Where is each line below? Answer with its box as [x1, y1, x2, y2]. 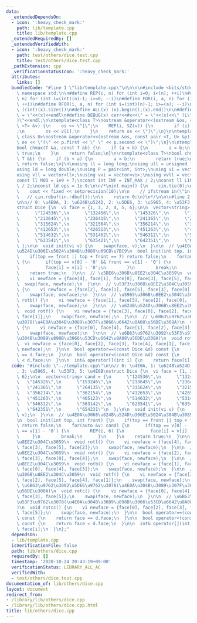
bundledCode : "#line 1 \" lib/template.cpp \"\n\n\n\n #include [11, 85, 164, 91]
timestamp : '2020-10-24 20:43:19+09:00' [11, 559, 111, 565]
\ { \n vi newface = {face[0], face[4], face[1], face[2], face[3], [16, 325, 193, 331]
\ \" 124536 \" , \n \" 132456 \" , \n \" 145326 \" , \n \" [16, 210, 191, 216]
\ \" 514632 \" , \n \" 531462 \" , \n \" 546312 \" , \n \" [16, 232, 191, 238]
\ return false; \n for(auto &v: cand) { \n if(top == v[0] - [16, 423, 188, 428]
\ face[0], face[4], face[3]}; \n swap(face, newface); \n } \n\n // [16, 467, 195, 472]
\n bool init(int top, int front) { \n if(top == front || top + [16, 417, 188, 423]
